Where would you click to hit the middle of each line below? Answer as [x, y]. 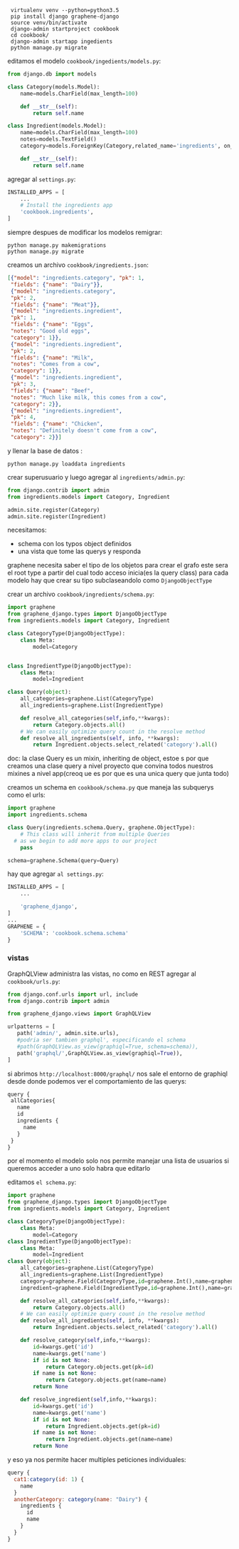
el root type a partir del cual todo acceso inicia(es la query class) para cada [118, 573]
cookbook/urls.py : [34, 981]
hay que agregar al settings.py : [56, 874]
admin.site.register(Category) [54, 510]
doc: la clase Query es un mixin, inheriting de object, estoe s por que [108, 758]
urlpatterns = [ [31, 1027]
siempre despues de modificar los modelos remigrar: [85, 232]
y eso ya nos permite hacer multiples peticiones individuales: [97, 1460]
